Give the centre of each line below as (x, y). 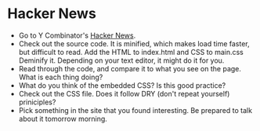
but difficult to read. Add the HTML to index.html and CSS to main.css (131, 52)
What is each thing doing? (61, 77)
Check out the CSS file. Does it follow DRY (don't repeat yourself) (124, 93)
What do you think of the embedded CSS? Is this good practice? (122, 85)
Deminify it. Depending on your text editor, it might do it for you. (121, 60)
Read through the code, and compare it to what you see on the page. (130, 68)
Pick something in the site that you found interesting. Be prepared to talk (135, 110)
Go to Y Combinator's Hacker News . (77, 35)
